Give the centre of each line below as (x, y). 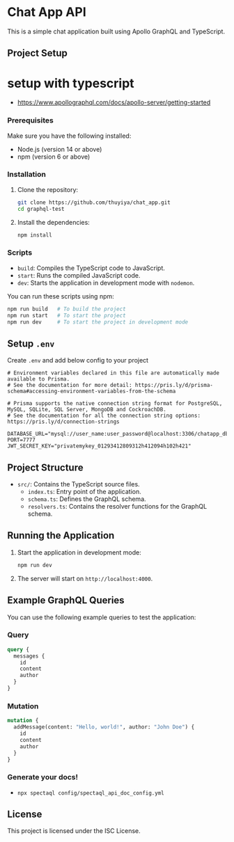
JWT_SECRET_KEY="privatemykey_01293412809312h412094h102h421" (99, 446)
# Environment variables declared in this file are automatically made (113, 373)
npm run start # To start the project (67, 315)
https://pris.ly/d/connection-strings (63, 422)
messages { (29, 656)
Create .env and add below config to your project (78, 360)
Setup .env (31, 343)
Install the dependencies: (54, 222)
